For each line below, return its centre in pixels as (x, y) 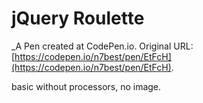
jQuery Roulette (78, 18)
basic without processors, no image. (86, 86)
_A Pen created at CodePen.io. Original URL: (102, 46)
